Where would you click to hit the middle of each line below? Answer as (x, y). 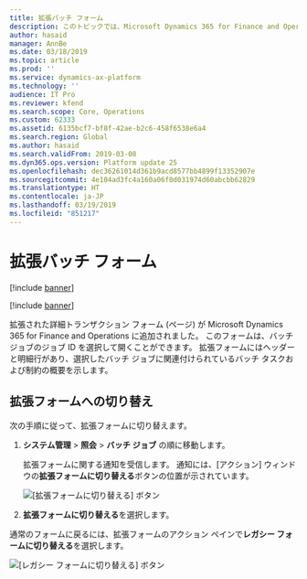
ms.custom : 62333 (42, 120)
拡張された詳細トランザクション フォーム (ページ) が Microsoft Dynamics (146, 324)
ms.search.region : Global (58, 137)
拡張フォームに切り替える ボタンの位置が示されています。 (146, 476)
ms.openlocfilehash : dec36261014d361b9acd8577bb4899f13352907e (132, 171)
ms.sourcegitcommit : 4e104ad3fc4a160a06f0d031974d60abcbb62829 (132, 179)
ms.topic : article (44, 60)
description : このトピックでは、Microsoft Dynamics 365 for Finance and (145, 27)
